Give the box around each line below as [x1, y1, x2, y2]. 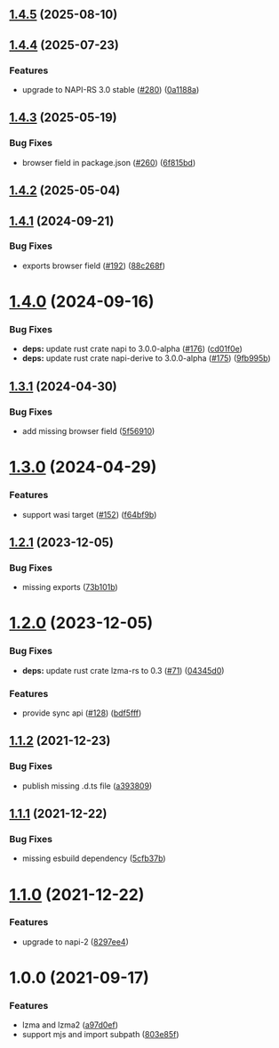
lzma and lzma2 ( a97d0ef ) [21, 1019, 118, 1030]
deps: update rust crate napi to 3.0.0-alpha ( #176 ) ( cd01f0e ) [21, 343, 243, 355]
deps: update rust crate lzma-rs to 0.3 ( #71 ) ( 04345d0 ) [21, 665, 225, 675]
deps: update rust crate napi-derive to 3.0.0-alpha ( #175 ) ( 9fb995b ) [21, 353, 271, 364]
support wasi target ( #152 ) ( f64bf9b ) [21, 509, 157, 520]
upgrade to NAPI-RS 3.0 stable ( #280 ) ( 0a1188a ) [21, 85, 200, 95]
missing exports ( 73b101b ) [21, 582, 118, 593]
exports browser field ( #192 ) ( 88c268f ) [21, 260, 166, 271]
